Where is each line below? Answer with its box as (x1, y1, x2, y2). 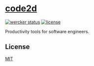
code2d (5, 3, 37, 14)
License (5, 43, 30, 51)
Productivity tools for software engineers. (5, 28, 90, 34)
